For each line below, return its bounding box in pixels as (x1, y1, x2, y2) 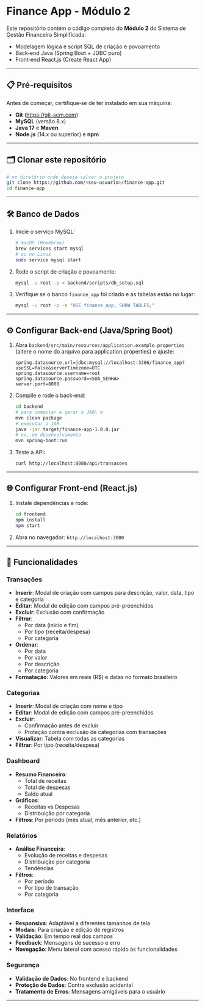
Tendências (24, 865, 54, 872)
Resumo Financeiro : (15, 771, 67, 778)
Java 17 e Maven (15, 124, 59, 131)
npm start (15, 522, 41, 529)
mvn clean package (15, 415, 62, 421)
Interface (6, 906, 35, 914)
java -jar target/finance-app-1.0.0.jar (15, 426, 120, 432)
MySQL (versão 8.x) (15, 117, 67, 125)
